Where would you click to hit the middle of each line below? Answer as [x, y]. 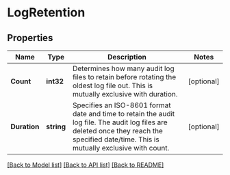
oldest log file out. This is [112, 85]
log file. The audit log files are [120, 122]
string [56, 126]
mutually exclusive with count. [121, 148]
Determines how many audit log [123, 68]
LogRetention [46, 13]
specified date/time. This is [116, 139]
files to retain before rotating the [124, 77]
